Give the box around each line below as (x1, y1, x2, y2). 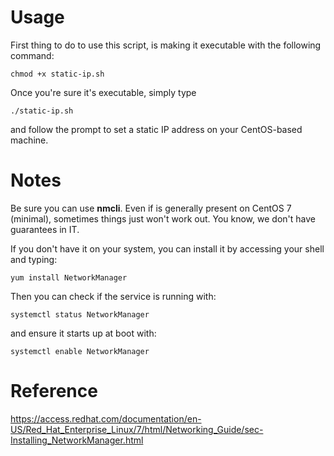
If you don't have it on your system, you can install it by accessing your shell (10, 242, 325, 255)
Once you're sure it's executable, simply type (10, 86, 197, 98)
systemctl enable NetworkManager (10, 346, 150, 356)
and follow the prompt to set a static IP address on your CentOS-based (10, 123, 303, 135)
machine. (10, 134, 49, 146)
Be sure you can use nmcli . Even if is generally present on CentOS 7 (10, 202, 292, 214)
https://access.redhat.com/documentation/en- (10, 412, 202, 425)
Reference (10, 380, 98, 403)
